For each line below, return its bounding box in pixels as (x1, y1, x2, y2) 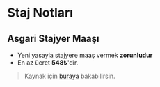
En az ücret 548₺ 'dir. (17, 58, 79, 67)
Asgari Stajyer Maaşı (7, 33, 99, 45)
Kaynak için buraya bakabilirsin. (24, 72, 116, 80)
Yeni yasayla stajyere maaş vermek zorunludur (17, 51, 153, 59)
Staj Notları (7, 5, 73, 21)
